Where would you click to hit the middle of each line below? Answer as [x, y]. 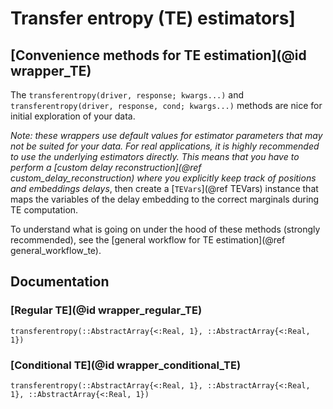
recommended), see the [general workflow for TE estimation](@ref [148, 240]
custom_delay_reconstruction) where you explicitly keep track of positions [163, 178]
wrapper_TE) [51, 70]
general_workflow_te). [56, 250]
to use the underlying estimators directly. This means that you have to [155, 156]
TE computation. [44, 210]
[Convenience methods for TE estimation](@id [158, 55]
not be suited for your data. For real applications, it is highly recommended [165, 146]
